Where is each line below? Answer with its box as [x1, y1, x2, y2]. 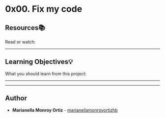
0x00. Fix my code [5, 3, 82, 15]
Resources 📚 [5, 24, 46, 32]
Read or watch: [5, 39, 36, 45]
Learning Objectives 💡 [5, 58, 73, 66]
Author [5, 94, 27, 102]
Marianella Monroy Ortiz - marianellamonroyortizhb [12, 107, 118, 113]
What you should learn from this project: [5, 71, 87, 76]
